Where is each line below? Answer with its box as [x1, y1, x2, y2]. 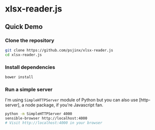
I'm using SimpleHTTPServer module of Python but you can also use [5, 97, 139, 103]
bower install [5, 75, 34, 79]
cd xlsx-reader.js [5, 52, 42, 57]
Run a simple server [5, 86, 53, 92]
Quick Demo [5, 23, 43, 31]
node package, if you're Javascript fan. [25, 102, 103, 108]
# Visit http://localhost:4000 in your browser [5, 120, 103, 125]
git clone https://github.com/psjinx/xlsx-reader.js [5, 48, 113, 52]
